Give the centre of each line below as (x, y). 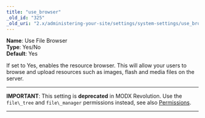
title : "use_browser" (34, 12)
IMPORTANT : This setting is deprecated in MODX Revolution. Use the (94, 96)
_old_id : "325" (26, 18)
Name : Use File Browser (37, 41)
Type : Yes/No (24, 47)
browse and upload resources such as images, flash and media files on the (100, 72)
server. (15, 79)
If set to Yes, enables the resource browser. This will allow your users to (97, 65)
